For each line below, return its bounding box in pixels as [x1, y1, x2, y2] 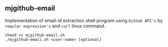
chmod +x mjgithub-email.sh [5, 32, 65, 37]
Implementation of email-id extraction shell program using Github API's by [5, 17, 163, 23]
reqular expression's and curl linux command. [5, 23, 106, 29]
